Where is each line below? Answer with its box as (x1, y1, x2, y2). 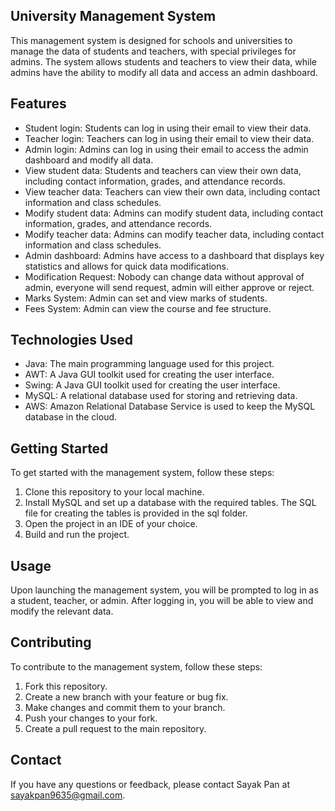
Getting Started (10, 440, 109, 457)
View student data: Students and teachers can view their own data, (24, 164, 302, 176)
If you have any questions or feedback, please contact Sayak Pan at (10, 778, 290, 790)
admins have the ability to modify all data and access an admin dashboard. (10, 66, 318, 78)
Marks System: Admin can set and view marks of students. (24, 292, 268, 304)
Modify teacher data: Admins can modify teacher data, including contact (24, 228, 325, 240)
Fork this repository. (24, 680, 108, 692)
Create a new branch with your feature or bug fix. (24, 690, 229, 703)
